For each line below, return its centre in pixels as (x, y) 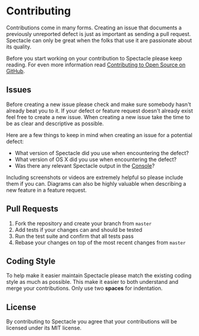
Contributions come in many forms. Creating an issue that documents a (94, 28)
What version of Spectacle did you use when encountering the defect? (102, 153)
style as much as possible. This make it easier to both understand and (92, 282)
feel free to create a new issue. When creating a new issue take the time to (98, 117)
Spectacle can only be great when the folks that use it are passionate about (99, 40)
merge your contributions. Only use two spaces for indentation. (85, 288)
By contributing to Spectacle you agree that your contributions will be (92, 322)
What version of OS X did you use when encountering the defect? (96, 159)
